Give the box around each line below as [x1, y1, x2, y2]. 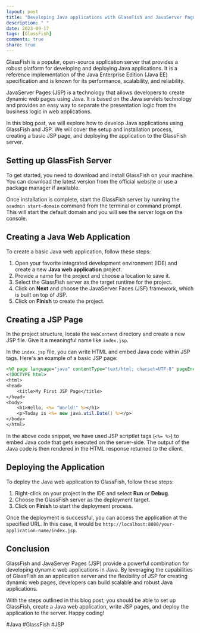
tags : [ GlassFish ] [6, 31, 52, 37]
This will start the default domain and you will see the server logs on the [6, 208, 183, 215]
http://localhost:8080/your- [102, 521, 175, 527]
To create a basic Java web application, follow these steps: [6, 248, 151, 255]
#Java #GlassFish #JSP [6, 620, 64, 628]
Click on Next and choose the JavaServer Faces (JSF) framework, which [14, 284, 194, 292]
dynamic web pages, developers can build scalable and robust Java [6, 579, 173, 586]
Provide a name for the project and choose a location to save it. [14, 272, 171, 279]
